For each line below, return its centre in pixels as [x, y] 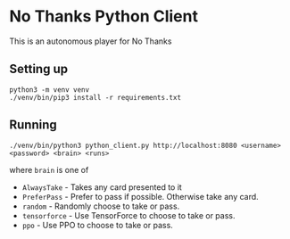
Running [33, 125]
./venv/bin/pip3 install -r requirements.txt [95, 97]
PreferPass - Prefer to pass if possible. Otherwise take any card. [140, 196]
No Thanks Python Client [104, 16]
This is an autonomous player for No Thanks [91, 41]
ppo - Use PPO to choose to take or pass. [98, 225]
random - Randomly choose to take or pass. [101, 206]
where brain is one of [49, 169]
